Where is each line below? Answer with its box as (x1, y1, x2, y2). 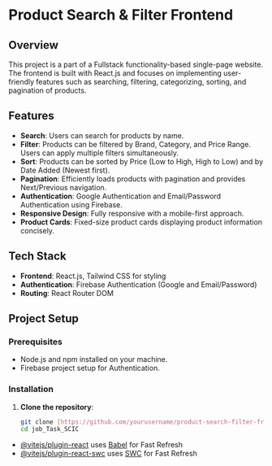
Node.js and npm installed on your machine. (19, 355, 168, 364)
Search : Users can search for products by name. (19, 130, 184, 140)
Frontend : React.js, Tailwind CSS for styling (19, 271, 166, 281)
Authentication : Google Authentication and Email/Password (19, 191, 222, 201)
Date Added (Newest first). (19, 165, 110, 175)
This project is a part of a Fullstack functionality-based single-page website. (8, 59, 264, 69)
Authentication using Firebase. (19, 199, 123, 209)
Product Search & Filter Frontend (8, 6, 234, 24)
